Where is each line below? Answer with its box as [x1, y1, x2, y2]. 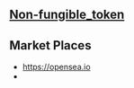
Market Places [9, 38, 92, 53]
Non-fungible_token [9, 7, 125, 22]
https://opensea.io [22, 62, 92, 73]
